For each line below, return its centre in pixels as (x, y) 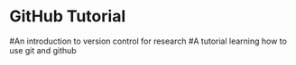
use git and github (43, 50)
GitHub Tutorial (68, 16)
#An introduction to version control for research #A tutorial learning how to (148, 41)
